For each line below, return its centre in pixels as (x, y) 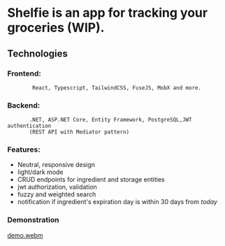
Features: (24, 150)
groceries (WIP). (56, 28)
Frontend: (24, 73)
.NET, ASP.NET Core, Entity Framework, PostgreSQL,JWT (110, 120)
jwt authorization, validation (57, 187)
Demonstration (33, 220)
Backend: (24, 105)
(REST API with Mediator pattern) (79, 132)
